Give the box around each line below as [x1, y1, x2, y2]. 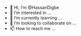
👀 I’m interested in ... [9, 10, 52, 16]
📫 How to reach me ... [9, 26, 55, 31]
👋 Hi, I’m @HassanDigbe [9, 5, 59, 10]
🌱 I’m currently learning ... [9, 15, 62, 20]
